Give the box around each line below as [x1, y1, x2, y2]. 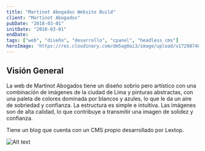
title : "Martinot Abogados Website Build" [6, 9, 116, 15]
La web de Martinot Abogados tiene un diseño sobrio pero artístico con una [6, 82, 196, 89]
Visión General [6, 65, 64, 76]
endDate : [6, 32, 29, 38]
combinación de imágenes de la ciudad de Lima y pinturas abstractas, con [6, 88, 193, 95]
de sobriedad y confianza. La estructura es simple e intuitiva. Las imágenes [6, 101, 196, 109]
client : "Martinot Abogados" [6, 15, 81, 21]
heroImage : [6, 43, 34, 50]
